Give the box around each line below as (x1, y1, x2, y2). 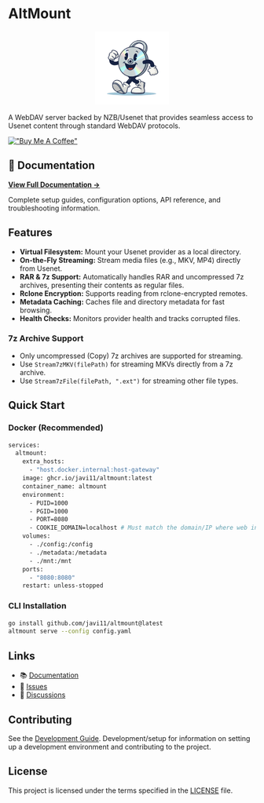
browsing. (19, 305, 53, 315)
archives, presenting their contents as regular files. (19, 280, 185, 290)
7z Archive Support (8, 333, 84, 344)
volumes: (22, 532, 51, 540)
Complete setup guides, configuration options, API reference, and (8, 195, 222, 204)
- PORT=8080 (28, 516, 68, 524)
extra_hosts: (22, 458, 65, 465)
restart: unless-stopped (22, 582, 104, 589)
